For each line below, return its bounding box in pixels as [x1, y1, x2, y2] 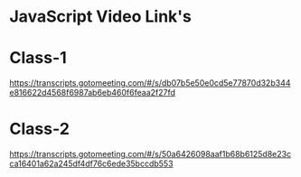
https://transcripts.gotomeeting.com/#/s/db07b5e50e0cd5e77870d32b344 [9, 78, 291, 88]
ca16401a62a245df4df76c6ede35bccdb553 [9, 158, 174, 169]
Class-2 [9, 119, 71, 139]
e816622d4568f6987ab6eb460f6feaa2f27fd [9, 88, 176, 98]
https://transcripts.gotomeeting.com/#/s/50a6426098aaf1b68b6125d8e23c [9, 149, 292, 160]
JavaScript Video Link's [9, 6, 193, 27]
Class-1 [9, 48, 68, 69]
